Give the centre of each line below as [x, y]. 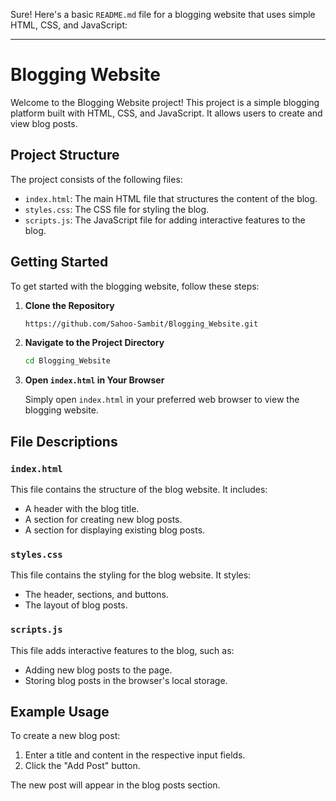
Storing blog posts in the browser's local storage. [126, 680]
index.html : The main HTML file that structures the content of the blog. [171, 198]
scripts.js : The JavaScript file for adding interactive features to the [165, 220]
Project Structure [65, 155]
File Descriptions [64, 441]
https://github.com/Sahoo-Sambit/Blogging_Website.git [141, 324]
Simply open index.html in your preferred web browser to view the [162, 400]
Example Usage [60, 711]
